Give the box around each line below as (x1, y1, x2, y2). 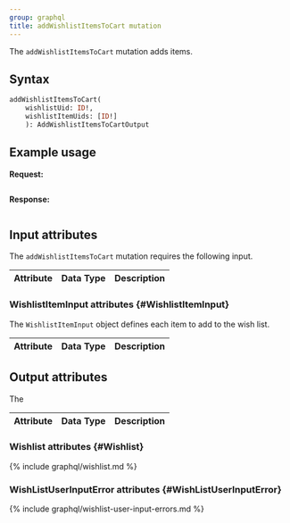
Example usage (9, 145, 96, 161)
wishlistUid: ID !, (25, 104, 94, 112)
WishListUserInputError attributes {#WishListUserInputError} (9, 483, 283, 495)
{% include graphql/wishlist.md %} (9, 461, 138, 471)
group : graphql (9, 12, 66, 22)
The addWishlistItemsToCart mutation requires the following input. (9, 251, 253, 261)
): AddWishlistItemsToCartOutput (25, 120, 150, 129)
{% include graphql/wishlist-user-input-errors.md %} (9, 503, 205, 514)
